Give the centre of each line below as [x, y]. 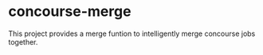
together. [23, 41]
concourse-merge [70, 12]
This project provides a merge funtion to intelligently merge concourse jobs [132, 33]
